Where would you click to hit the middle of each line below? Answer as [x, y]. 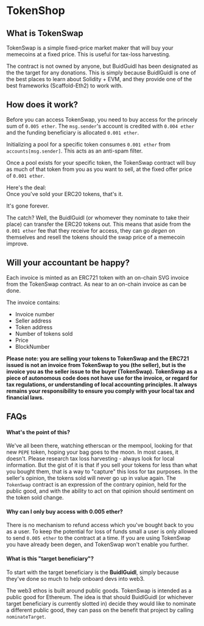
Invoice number [35, 314]
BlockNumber [32, 346]
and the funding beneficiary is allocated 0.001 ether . [73, 133]
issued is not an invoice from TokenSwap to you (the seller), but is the [96, 365]
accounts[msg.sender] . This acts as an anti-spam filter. [75, 151]
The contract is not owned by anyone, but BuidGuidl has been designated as [102, 66]
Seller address [33, 321]
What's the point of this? [38, 432]
